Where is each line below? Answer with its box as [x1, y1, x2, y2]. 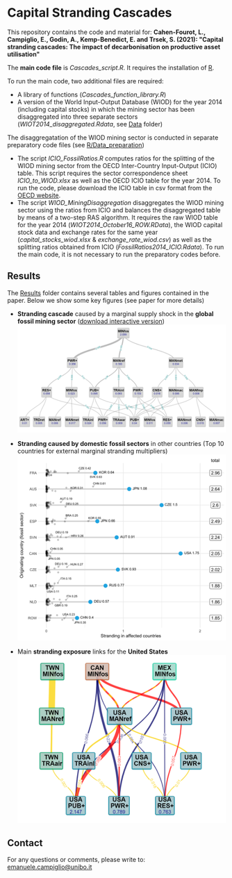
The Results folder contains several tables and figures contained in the [7, 288, 210, 297]
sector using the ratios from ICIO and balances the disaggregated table [17, 206, 221, 214]
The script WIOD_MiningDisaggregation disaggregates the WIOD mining [17, 198, 224, 206]
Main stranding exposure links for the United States [17, 647, 168, 656]
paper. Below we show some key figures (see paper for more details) [7, 296, 205, 304]
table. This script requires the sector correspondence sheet [17, 169, 188, 177]
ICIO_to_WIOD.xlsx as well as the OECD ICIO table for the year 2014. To [17, 176, 221, 185]
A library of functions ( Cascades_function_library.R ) [17, 90, 167, 99]
